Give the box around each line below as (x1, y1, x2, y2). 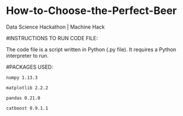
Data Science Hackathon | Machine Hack (6, 23, 105, 30)
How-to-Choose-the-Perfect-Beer (6, 4, 177, 17)
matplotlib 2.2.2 (6, 85, 49, 91)
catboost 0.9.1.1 (6, 105, 49, 111)
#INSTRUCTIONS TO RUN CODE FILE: (6, 34, 98, 41)
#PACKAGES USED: (6, 63, 54, 71)
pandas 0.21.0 (6, 95, 41, 101)
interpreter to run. (6, 52, 49, 59)
